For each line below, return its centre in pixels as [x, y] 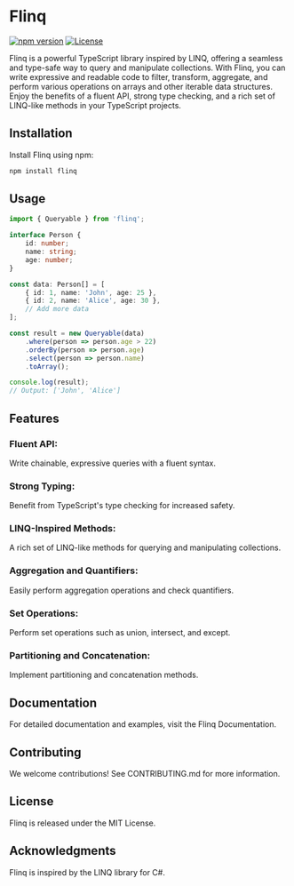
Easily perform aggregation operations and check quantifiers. [121, 590]
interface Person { [45, 235]
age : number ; [49, 259]
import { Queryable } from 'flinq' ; [77, 220]
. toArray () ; [47, 366]
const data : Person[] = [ [57, 284]
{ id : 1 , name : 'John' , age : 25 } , [91, 292]
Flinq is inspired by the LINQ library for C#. [87, 872]
